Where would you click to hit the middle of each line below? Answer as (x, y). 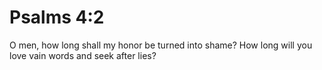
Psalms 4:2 (57, 17)
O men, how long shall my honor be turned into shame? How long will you (161, 45)
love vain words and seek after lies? (83, 55)
